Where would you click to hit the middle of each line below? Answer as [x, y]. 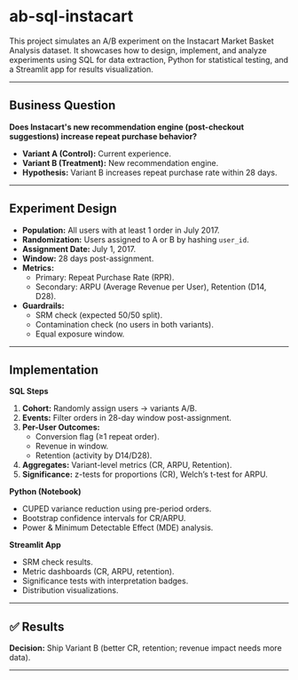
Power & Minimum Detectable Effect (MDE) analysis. [118, 528]
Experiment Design [63, 209]
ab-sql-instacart [71, 16]
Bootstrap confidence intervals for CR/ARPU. [104, 518]
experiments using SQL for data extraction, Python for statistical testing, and [149, 59]
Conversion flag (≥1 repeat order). [97, 437]
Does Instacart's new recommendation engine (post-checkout [127, 127]
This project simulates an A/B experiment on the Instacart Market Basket [142, 41]
